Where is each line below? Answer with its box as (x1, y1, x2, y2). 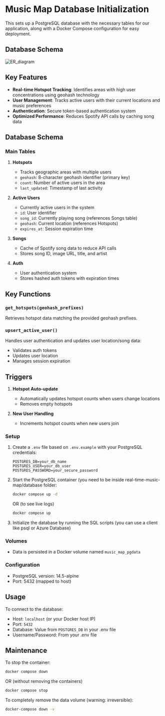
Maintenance (5, 646, 47, 655)
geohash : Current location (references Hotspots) (19, 221, 118, 227)
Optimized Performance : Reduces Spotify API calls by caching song (12, 113, 154, 119)
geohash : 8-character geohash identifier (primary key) (19, 174, 130, 181)
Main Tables (5, 148, 36, 155)
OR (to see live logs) (12, 501, 54, 507)
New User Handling (12, 411, 54, 417)
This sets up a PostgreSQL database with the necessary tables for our (5, 20, 149, 26)
